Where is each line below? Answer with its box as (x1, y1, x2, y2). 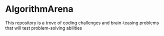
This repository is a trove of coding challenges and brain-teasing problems (5, 20, 159, 26)
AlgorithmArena (5, 3, 73, 15)
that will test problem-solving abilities (5, 25, 82, 31)
